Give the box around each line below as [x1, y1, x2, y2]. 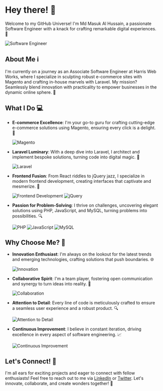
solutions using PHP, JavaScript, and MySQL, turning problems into [12, 207, 147, 213]
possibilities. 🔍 [12, 213, 43, 219]
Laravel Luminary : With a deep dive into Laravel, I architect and [12, 149, 140, 154]
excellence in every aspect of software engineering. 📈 [12, 332, 122, 338]
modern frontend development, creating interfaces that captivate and [12, 178, 151, 184]
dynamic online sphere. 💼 [5, 89, 56, 95]
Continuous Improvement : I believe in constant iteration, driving [12, 326, 142, 332]
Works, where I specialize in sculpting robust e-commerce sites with [5, 73, 142, 80]
